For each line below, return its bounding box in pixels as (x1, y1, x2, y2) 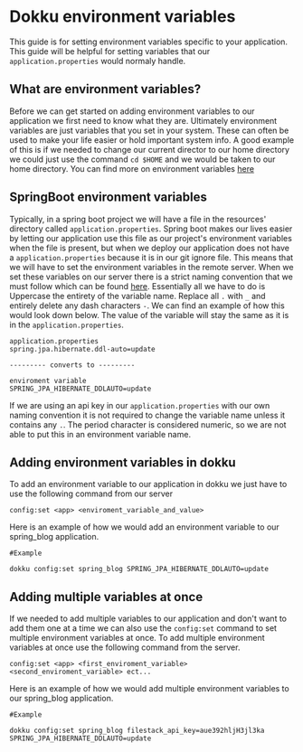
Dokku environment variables (9, 6, 236, 27)
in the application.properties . (9, 319, 125, 330)
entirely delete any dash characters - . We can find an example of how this (9, 300, 285, 311)
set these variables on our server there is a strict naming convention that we (9, 271, 294, 282)
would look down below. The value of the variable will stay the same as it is (9, 309, 289, 320)
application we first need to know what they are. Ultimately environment (9, 115, 278, 126)
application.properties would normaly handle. (9, 55, 186, 66)
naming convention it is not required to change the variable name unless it (9, 409, 286, 420)
